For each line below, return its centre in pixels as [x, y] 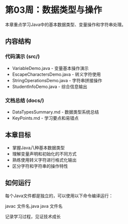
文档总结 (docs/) [25, 100]
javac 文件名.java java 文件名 [34, 206]
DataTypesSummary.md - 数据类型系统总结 [55, 112]
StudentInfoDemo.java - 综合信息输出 [50, 87]
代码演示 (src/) [22, 57]
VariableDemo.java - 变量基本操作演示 [50, 68]
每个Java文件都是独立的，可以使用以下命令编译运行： [59, 196]
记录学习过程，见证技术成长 [33, 216]
